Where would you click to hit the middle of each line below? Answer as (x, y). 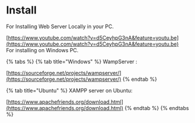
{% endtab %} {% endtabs (157, 108)
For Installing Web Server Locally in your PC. (60, 26)
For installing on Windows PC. (42, 50)
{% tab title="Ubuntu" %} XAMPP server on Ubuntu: (69, 90)
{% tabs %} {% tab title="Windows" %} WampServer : (72, 61)
